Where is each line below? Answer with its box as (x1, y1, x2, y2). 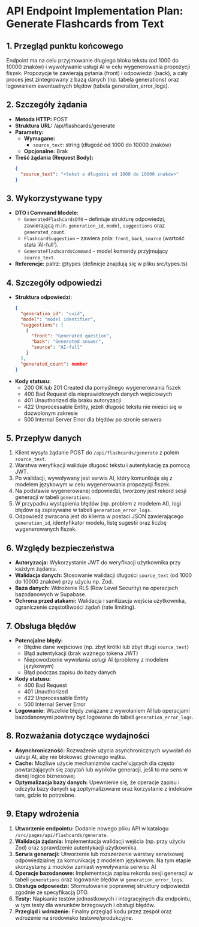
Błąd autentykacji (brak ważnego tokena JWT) (23, 650, 138, 657)
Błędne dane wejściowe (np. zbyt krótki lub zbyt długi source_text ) (23, 644, 189, 650)
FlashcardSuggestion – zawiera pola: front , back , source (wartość (23, 235, 185, 242)
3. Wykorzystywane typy (6, 193, 103, 204)
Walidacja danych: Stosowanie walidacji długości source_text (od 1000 (14, 572, 192, 579)
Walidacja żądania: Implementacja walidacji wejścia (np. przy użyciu (14, 838, 186, 845)
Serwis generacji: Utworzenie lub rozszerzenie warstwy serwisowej (14, 850, 184, 857)
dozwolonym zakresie (23, 409, 79, 417)
